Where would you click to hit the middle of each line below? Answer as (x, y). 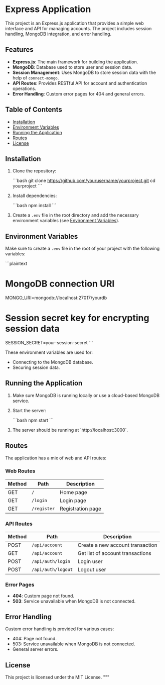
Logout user (92, 570)
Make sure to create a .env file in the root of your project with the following (82, 249)
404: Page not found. (34, 639)
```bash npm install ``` (34, 206)
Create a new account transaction (117, 545)
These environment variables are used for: (49, 352)
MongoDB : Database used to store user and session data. (72, 67)
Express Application (48, 9)
